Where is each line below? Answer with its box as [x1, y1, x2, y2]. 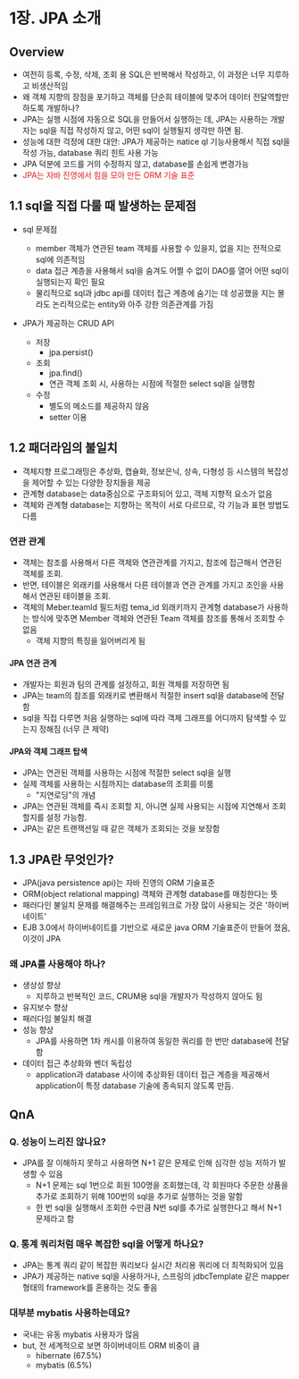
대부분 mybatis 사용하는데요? [9, 1307, 131, 1319]
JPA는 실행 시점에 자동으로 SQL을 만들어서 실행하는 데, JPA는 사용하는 [21, 114, 269, 124]
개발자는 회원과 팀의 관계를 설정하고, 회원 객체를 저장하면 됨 [21, 679, 230, 689]
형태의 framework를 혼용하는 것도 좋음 [21, 1282, 158, 1293]
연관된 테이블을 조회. [38, 590, 112, 601]
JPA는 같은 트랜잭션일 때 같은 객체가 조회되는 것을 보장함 [21, 824, 220, 834]
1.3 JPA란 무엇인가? [9, 851, 114, 867]
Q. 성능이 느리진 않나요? [9, 1135, 107, 1147]
